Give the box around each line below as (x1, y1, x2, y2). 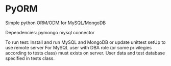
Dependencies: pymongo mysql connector (5, 29, 95, 35)
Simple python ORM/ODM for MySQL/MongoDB (5, 20, 106, 26)
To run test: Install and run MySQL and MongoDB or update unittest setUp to (5, 39, 166, 45)
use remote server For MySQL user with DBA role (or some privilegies (5, 44, 152, 50)
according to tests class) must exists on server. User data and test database (5, 50, 165, 56)
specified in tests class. (5, 55, 55, 61)
